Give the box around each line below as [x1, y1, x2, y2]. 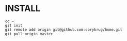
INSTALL [5, 3, 41, 14]
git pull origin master [5, 31, 53, 36]
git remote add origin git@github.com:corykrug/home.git [5, 27, 123, 32]
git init [5, 23, 23, 28]
